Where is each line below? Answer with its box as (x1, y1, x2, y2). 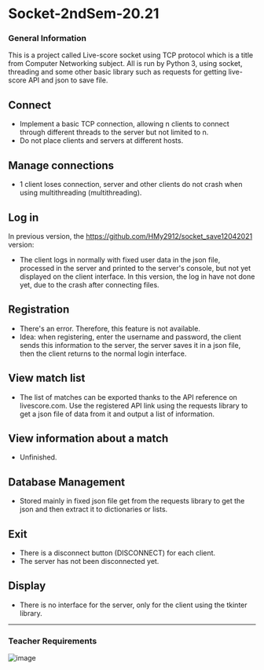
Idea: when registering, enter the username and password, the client (19, 331, 242, 342)
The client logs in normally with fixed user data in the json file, (19, 254, 221, 264)
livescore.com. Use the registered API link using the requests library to (19, 401, 248, 410)
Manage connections (8, 159, 115, 172)
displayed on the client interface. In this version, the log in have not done (19, 272, 255, 281)
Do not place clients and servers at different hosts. (19, 136, 184, 145)
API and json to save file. (27, 75, 108, 85)
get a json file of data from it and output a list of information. (19, 409, 214, 419)
